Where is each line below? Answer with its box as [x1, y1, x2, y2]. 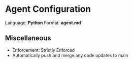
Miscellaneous [5, 34, 51, 42]
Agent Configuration [5, 3, 91, 15]
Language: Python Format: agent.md [5, 20, 81, 26]
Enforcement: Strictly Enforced [12, 47, 75, 53]
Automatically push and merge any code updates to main [12, 52, 129, 58]
